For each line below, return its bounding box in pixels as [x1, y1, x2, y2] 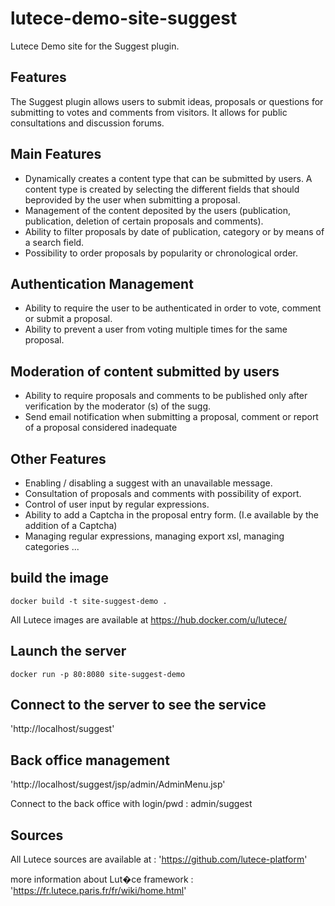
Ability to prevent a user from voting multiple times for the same [24, 323, 288, 336]
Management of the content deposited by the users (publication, [24, 204, 291, 216]
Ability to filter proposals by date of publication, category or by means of [24, 225, 325, 237]
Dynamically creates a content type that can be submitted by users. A [24, 172, 313, 184]
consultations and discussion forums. [10, 117, 165, 129]
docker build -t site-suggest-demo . [10, 596, 168, 606]
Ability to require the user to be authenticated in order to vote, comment [24, 302, 322, 314]
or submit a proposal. [24, 313, 113, 325]
